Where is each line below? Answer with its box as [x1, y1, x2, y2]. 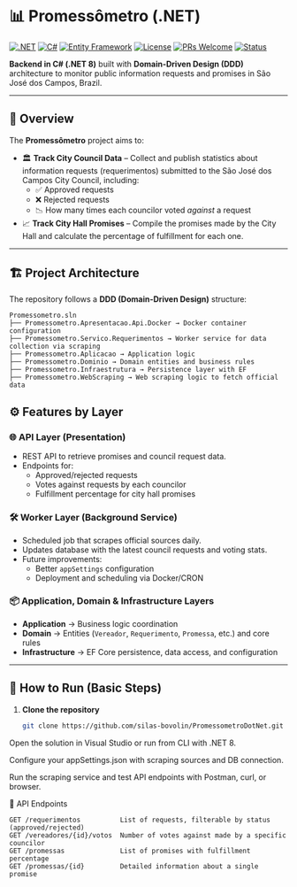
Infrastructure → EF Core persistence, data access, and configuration [21, 646, 278, 657]
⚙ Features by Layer [9, 404, 124, 420]
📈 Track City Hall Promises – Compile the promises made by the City [21, 218, 277, 228]
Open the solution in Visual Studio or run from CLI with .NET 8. [9, 737, 237, 748]
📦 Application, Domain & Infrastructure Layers [9, 595, 215, 607]
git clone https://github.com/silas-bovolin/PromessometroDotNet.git [21, 721, 285, 730]
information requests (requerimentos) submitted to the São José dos [21, 165, 272, 176]
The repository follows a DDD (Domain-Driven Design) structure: [9, 293, 247, 305]
